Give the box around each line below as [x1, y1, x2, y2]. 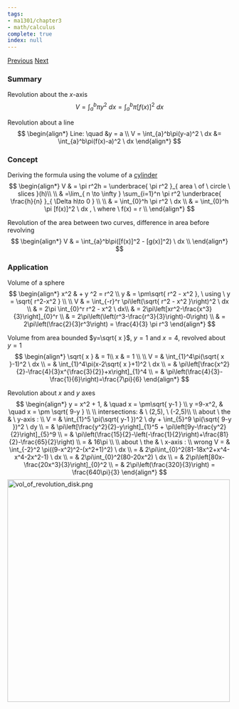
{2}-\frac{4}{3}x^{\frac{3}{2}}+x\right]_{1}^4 [16, 367, 147, 376]
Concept [7, 154, 38, 164]
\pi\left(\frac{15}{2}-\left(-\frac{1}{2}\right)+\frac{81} [75, 430, 229, 438]
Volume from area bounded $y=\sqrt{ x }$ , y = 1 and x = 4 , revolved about [7, 334, 225, 342]
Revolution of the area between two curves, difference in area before [7, 219, 210, 227]
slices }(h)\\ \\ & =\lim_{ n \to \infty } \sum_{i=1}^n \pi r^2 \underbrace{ [17, 189, 222, 198]
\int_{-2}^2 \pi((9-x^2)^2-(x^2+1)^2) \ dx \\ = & [9, 446, 144, 454]
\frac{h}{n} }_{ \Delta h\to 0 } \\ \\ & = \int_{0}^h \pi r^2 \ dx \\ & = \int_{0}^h [10, 197, 229, 206]
